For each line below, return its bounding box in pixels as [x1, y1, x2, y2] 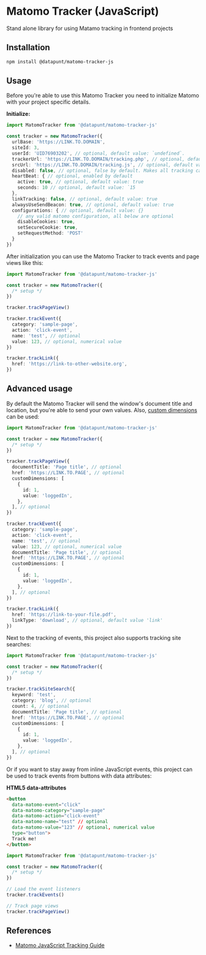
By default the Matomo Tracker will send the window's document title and [6, 400, 193, 407]
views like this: [6, 259, 44, 266]
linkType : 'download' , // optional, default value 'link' [12, 618, 164, 624]
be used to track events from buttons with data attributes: [6, 772, 152, 780]
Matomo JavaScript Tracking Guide [15, 942, 105, 949]
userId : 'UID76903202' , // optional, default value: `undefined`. [12, 150, 185, 156]
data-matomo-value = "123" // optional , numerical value [12, 824, 155, 830]
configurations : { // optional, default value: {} [12, 207, 144, 213]
